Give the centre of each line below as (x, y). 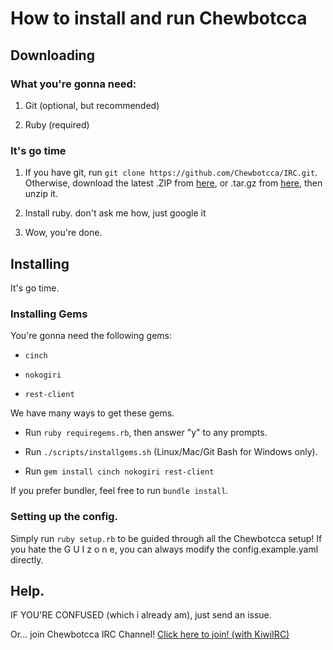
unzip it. (41, 194)
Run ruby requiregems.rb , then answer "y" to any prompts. (146, 433)
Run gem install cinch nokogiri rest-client (119, 471)
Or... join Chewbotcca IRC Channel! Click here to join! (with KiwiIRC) (150, 634)
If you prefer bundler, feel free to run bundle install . (119, 491)
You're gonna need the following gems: (91, 336)
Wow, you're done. (63, 233)
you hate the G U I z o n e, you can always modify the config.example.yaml (164, 549)
